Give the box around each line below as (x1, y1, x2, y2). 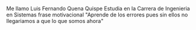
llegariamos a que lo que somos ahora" (6, 18, 104, 24)
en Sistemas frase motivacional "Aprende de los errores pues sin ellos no (6, 11, 188, 18)
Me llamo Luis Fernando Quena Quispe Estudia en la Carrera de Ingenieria (6, 5, 190, 12)
